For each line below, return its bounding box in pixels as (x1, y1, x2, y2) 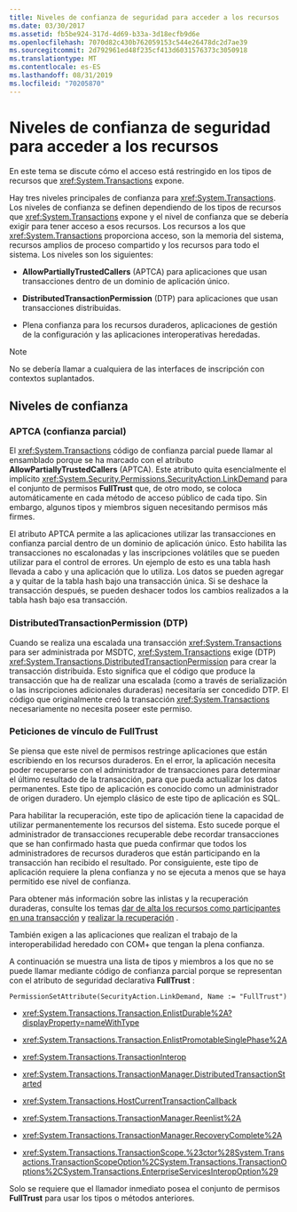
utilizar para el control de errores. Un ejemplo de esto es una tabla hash (9, 557, 271, 568)
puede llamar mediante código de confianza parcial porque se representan (9, 965, 282, 976)
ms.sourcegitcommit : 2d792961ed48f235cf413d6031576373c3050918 (9, 46, 248, 55)
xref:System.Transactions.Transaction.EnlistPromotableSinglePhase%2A (21, 1034, 288, 1045)
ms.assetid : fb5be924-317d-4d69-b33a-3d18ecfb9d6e (9, 29, 200, 38)
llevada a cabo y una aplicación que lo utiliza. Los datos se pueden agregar (9, 566, 285, 578)
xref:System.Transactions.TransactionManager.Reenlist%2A (21, 1112, 242, 1123)
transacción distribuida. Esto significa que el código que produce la (9, 666, 255, 676)
